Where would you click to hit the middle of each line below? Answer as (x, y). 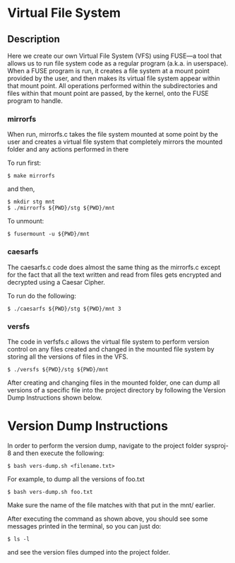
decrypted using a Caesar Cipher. (56, 282)
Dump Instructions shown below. (55, 397)
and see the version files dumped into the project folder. (89, 552)
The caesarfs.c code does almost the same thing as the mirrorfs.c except (114, 267)
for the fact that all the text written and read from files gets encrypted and (115, 274)
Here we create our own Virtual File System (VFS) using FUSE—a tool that (115, 56)
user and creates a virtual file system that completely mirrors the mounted (115, 142)
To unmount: (26, 221)
